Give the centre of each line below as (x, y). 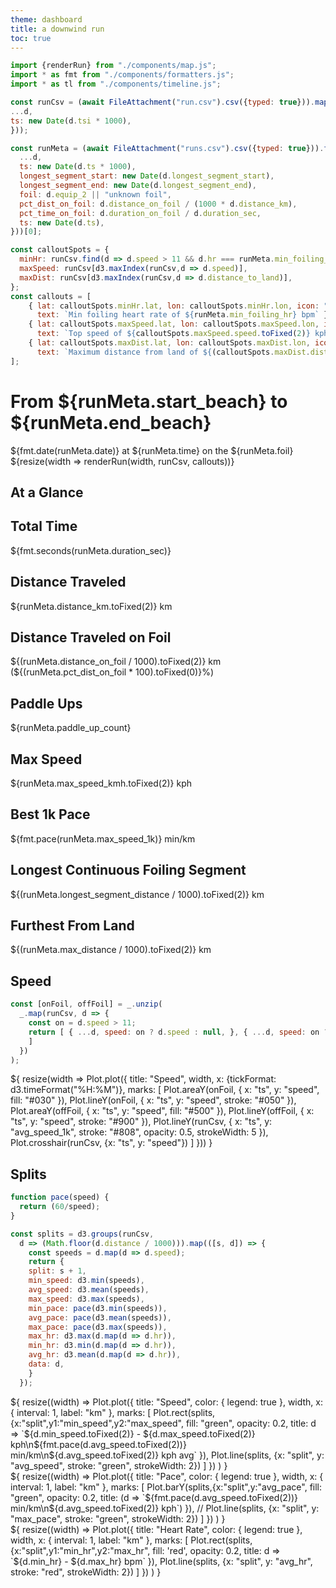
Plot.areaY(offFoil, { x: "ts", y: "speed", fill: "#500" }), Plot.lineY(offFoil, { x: (162, 1111)
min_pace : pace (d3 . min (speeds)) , (98, 1308)
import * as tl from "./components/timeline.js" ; (116, 84)
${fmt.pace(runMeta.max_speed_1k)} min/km (103, 838)
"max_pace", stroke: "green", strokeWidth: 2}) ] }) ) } (118, 1518)
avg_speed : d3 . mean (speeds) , (89, 1290)
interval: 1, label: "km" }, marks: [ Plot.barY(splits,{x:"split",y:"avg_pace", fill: (166, 1487)
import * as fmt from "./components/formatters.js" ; (122, 75)
